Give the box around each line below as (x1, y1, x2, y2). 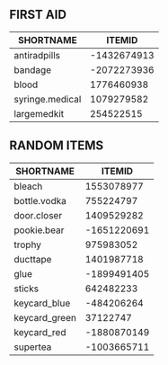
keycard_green (13, 311, 76, 324)
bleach (13, 180, 43, 192)
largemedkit (13, 107, 65, 120)
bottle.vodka (13, 194, 67, 207)
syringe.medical (13, 93, 82, 105)
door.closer (13, 209, 63, 221)
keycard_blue (13, 297, 71, 309)
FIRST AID (9, 7, 67, 22)
